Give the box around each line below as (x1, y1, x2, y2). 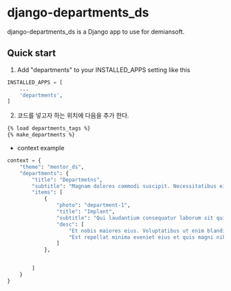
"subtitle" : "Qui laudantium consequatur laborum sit (56, 214, 214, 221)
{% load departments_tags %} (7, 125, 91, 132)
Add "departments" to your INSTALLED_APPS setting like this (16, 65, 190, 73)
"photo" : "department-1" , (56, 202, 131, 209)
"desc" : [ (56, 221, 85, 228)
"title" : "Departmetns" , (32, 176, 103, 183)
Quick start (7, 47, 56, 59)
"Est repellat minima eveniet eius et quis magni (68, 233, 214, 241)
